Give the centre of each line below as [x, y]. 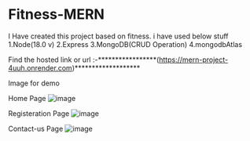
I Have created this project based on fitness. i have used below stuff [119, 36]
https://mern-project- [193, 60]
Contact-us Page [36, 128]
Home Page [27, 98]
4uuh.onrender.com [40, 67]
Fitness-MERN [56, 14]
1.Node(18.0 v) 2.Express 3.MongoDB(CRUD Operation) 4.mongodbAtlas [125, 44]
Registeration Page [39, 113]
